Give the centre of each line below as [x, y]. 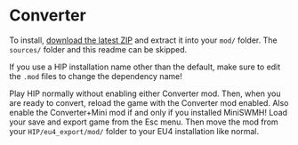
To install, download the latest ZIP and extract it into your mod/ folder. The [143, 40]
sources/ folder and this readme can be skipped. [98, 49]
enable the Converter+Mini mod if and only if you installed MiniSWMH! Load [148, 112]
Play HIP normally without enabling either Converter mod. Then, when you [145, 93]
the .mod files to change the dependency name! [96, 76]
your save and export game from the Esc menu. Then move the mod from [144, 122]
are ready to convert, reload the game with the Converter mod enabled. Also [149, 102]
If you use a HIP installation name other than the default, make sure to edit [145, 67]
